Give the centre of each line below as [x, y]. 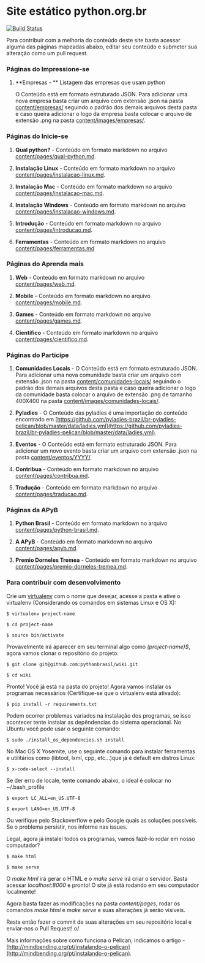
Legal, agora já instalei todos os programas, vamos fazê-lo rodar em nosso [101, 838]
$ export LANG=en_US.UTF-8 [41, 809]
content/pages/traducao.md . [51, 494]
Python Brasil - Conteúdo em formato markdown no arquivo [91, 523]
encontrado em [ [36, 420]
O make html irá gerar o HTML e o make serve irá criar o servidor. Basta [97, 878]
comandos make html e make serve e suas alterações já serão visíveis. [96, 910]
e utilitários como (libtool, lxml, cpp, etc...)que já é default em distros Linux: [101, 758]
